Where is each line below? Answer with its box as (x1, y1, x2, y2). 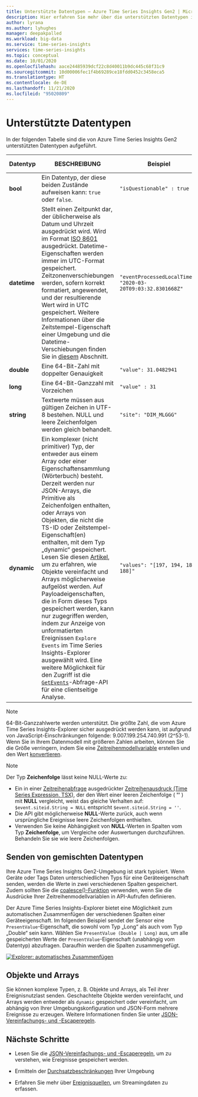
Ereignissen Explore (41, 634, 97, 642)
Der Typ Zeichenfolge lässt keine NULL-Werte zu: (6, 773, 128, 780)
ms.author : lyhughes (6, 25, 57, 31)
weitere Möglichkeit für (41, 663, 105, 671)
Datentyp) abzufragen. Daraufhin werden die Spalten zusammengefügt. (6, 941, 181, 949)
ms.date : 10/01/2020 (6, 58, 57, 64)
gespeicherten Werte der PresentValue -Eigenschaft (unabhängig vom (6, 935, 175, 943)
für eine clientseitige (41, 685, 98, 693)
